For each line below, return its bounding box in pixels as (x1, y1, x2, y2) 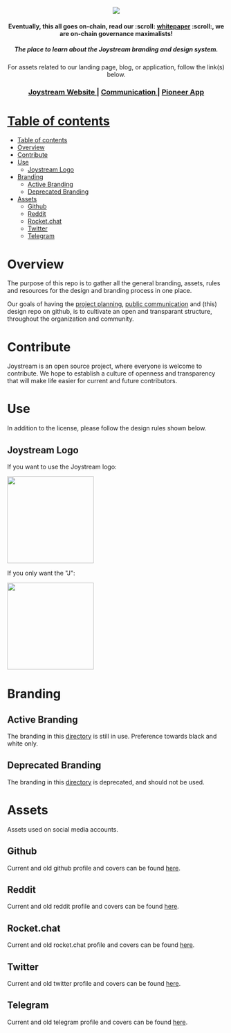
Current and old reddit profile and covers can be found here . (7, 902, 180, 911)
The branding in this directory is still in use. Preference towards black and (7, 732, 217, 741)
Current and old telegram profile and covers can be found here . (7, 1018, 188, 1026)
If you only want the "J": (7, 569, 75, 578)
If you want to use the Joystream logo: (7, 462, 117, 471)
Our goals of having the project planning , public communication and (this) (7, 300, 218, 308)
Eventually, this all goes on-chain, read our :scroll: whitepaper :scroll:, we (8, 22, 225, 31)
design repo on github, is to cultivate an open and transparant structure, (7, 308, 212, 316)
